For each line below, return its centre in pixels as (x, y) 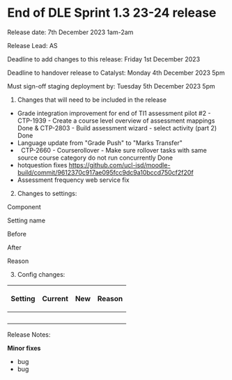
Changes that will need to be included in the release (92, 100)
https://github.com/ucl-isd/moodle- (119, 165)
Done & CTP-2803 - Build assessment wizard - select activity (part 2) (117, 128)
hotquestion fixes (42, 165)
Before (17, 234)
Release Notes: (29, 334)
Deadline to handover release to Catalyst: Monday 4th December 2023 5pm (116, 73)
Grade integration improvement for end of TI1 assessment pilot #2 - (114, 113)
